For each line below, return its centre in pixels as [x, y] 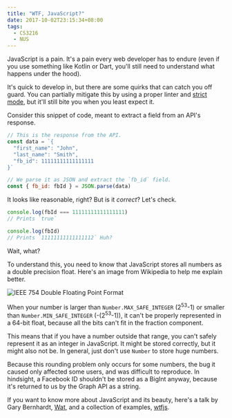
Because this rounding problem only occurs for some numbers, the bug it [111, 364]
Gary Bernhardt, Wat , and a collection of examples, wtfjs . [88, 407]
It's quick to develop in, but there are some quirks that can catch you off [110, 87]
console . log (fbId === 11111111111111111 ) [68, 212]
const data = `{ [30, 142]
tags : [15, 26]
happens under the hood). [44, 74]
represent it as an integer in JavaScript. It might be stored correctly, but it [112, 343]
